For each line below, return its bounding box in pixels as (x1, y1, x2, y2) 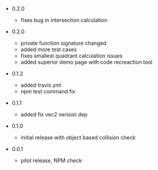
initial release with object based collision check (20, 134, 136, 141)
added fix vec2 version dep (20, 111, 88, 118)
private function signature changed (20, 40, 107, 46)
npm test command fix (20, 88, 76, 95)
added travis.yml (20, 81, 62, 89)
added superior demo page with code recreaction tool (20, 59, 153, 65)
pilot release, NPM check (20, 157, 82, 164)
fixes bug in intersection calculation (20, 17, 108, 23)
